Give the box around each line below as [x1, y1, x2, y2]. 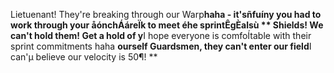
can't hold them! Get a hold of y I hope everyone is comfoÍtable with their [10, 30, 312, 41]
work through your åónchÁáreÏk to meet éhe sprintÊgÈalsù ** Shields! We [10, 19, 324, 31]
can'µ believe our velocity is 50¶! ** [10, 51, 158, 63]
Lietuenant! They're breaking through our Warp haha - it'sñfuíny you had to [10, 9, 322, 20]
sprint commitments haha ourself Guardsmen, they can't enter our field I [10, 40, 312, 52]
